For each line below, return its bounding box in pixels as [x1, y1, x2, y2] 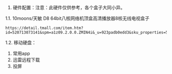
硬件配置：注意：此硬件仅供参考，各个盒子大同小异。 [12, 5, 125, 10]
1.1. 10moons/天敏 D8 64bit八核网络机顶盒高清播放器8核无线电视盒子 [5, 15, 150, 21]
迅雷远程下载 [12, 57, 40, 63]
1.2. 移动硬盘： [5, 40, 37, 45]
